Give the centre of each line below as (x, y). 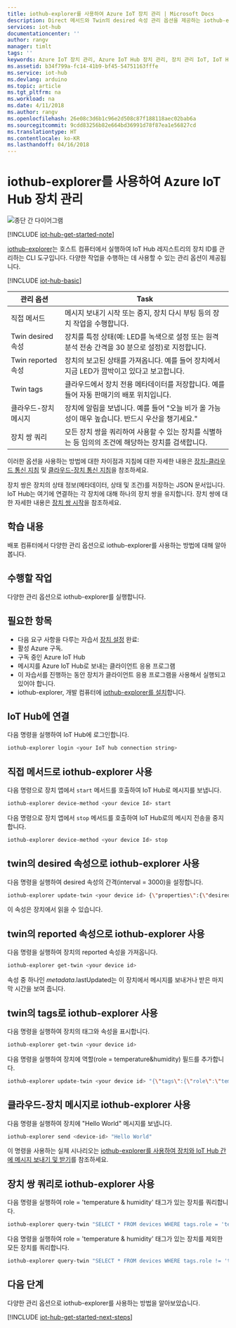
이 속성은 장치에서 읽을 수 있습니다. (55, 910)
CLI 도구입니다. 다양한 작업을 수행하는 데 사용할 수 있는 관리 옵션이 (117, 258)
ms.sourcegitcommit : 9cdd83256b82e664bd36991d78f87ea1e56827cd (102, 125)
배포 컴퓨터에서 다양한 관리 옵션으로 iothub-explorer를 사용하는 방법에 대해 (110, 545)
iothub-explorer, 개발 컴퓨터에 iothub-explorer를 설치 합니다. (101, 692)
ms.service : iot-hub (38, 73)
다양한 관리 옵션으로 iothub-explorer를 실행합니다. (77, 597)
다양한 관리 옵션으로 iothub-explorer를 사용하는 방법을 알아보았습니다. (104, 1303)
